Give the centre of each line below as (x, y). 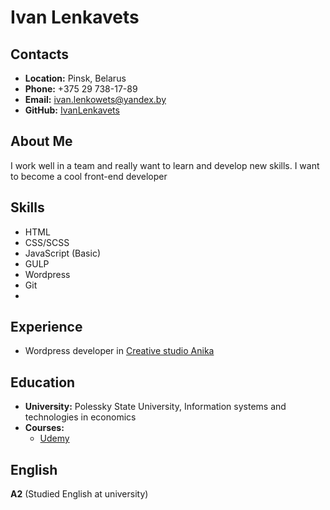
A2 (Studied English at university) (79, 494)
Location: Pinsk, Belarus (75, 78)
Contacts (40, 54)
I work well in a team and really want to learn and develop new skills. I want (165, 165)
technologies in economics (80, 417)
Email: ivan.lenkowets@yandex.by (95, 99)
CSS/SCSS (47, 242)
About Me (41, 141)
